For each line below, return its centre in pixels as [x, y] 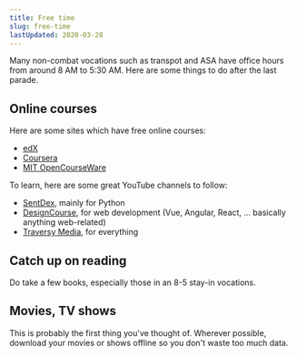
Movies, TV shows [63, 311]
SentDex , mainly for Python [74, 203]
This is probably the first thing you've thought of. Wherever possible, [138, 332]
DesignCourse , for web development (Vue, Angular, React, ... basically [154, 213]
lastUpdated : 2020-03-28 [56, 35]
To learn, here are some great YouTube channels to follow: [119, 185]
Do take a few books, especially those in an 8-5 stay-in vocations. [133, 282]
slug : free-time [40, 26]
